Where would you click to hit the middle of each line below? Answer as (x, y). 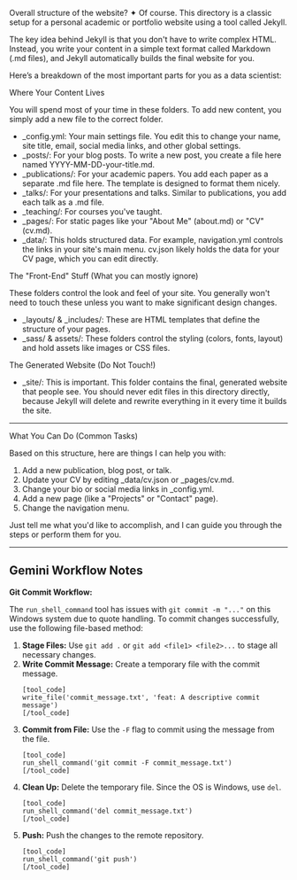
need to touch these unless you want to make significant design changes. (143, 302)
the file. (36, 738)
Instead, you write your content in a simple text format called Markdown (140, 49)
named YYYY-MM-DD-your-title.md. (88, 164)
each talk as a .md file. (63, 202)
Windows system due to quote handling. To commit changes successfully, (145, 619)
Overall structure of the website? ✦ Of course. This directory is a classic (141, 13)
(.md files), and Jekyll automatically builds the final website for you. (132, 58)
